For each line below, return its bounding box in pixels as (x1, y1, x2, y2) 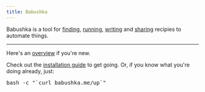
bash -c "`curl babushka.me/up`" (6, 79, 107, 86)
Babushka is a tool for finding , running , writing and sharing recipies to (6, 25, 182, 33)
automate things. (6, 31, 49, 39)
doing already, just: (6, 67, 55, 74)
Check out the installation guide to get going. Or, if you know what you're (6, 61, 190, 68)
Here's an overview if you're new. (6, 49, 90, 56)
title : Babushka (6, 8, 48, 15)
